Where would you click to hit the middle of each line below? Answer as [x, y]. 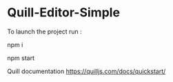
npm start [21, 58]
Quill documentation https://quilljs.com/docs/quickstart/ [86, 71]
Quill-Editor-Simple [64, 13]
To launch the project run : [45, 31]
